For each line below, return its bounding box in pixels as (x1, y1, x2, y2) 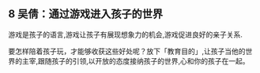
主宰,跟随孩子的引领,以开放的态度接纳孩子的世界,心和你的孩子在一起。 (21, 56, 251, 65)
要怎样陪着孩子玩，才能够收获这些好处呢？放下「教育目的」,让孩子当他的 (8, 46, 247, 56)
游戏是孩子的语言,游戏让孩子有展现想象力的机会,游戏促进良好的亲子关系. (8, 30, 243, 39)
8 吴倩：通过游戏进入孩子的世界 (8, 7, 164, 21)
